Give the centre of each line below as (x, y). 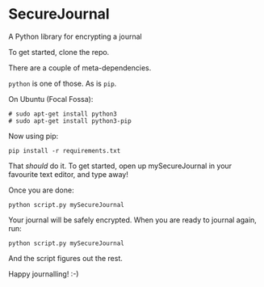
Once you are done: (41, 190)
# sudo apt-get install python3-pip (70, 121)
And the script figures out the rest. (65, 258)
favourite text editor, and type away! (69, 174)
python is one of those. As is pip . (63, 83)
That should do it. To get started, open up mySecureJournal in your (120, 166)
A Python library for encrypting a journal (75, 36)
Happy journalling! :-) (44, 274)
